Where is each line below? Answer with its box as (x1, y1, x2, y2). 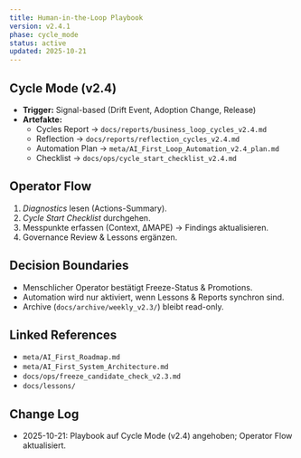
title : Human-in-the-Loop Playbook (9, 13, 144, 23)
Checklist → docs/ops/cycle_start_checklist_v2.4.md (35, 152, 237, 163)
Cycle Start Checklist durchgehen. (22, 212, 151, 223)
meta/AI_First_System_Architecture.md (22, 363, 169, 372)
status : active (9, 38, 67, 48)
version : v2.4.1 (9, 22, 71, 31)
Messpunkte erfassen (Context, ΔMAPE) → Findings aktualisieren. (22, 222, 269, 233)
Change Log (9, 406, 80, 422)
